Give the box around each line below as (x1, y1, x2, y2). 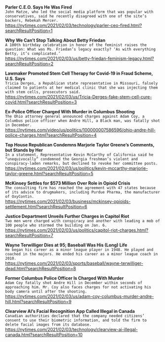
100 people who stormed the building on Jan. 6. (5, 223, 107, 228)
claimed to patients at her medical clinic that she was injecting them (5, 85, 158, 90)
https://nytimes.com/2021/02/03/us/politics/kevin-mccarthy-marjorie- (5, 165, 148, 171)
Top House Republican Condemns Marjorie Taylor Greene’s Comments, (5, 142, 155, 147)
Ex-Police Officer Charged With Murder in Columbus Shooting (5, 109, 135, 114)
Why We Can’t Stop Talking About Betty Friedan (5, 37, 106, 43)
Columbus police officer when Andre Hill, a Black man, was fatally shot (5, 118, 161, 123)
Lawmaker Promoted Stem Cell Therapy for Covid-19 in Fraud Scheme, (5, 70, 153, 76)
